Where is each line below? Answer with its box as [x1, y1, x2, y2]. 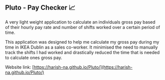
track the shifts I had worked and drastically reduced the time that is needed [5, 49, 160, 55]
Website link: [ [5, 64, 34, 70]
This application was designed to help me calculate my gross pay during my [5, 39, 160, 45]
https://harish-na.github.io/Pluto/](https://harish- [33, 64, 133, 70]
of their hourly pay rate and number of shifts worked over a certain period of [5, 24, 160, 30]
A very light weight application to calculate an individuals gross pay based [5, 19, 156, 25]
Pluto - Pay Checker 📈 [5, 3, 75, 12]
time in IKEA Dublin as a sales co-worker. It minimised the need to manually [5, 44, 158, 50]
